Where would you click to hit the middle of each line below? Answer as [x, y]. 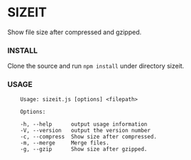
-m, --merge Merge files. [65, 143]
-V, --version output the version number [86, 130]
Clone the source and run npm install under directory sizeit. [96, 66]
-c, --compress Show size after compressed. [89, 137]
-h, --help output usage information [84, 124]
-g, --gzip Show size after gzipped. [84, 149]
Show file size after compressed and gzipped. [75, 32]
